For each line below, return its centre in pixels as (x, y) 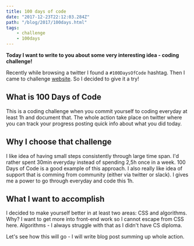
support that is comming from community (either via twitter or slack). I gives (97, 174)
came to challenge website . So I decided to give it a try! (73, 79)
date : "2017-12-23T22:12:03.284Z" (48, 17)
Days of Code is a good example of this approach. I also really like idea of (94, 168)
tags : (13, 28)
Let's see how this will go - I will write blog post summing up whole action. (95, 237)
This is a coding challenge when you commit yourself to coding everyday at (97, 111)
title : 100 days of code (36, 11)
